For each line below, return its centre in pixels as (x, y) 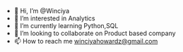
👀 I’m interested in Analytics (54, 18)
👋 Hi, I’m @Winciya (42, 11)
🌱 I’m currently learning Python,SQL (66, 26)
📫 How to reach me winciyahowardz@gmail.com (86, 41)
